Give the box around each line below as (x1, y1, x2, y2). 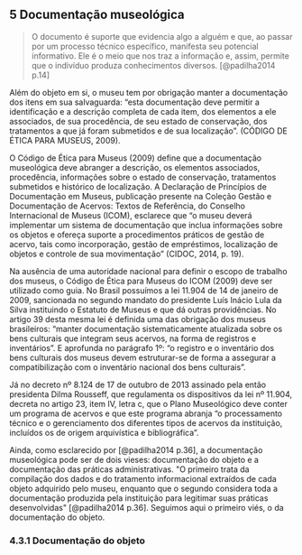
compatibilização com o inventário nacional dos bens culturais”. (9, 361, 246, 373)
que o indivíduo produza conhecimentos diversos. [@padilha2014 (31, 60, 276, 70)
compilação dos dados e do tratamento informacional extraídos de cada (9, 473, 277, 484)
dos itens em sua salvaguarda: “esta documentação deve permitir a (9, 97, 260, 107)
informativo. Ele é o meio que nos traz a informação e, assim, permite (31, 50, 290, 61)
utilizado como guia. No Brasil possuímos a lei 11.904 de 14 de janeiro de (9, 284, 279, 296)
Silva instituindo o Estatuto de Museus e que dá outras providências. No (9, 304, 277, 315)
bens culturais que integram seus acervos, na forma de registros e (9, 333, 257, 344)
